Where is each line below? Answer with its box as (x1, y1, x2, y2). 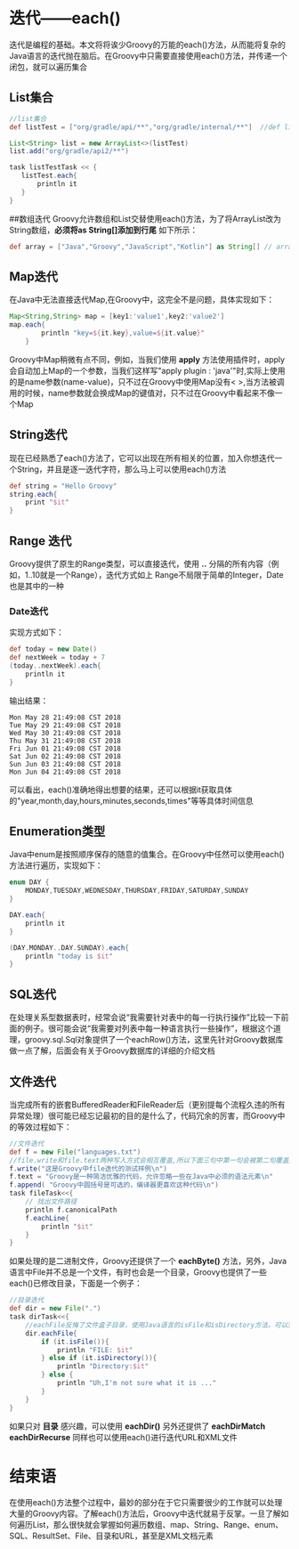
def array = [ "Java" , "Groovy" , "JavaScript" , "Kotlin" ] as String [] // (9, 242, 273, 251)
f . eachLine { (25, 1213, 69, 1222)
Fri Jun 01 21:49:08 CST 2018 (9, 744, 122, 753)
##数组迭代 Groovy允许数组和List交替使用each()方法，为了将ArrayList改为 (9, 213, 282, 223)
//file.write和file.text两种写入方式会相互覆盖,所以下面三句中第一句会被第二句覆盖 (9, 1156, 289, 1164)
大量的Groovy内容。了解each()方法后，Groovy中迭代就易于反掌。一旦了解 (9, 1508, 282, 1519)
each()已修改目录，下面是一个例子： (9, 1278, 142, 1289)
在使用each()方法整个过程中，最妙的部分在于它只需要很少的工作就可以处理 (9, 1497, 283, 1508)
